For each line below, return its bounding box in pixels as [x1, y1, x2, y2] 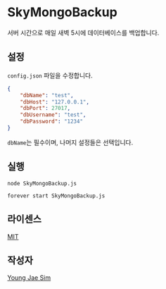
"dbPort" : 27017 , [20, 105, 71, 112]
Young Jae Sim [7, 273, 51, 282]
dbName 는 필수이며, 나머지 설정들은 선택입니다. [7, 138, 134, 147]
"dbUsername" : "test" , [20, 111, 87, 118]
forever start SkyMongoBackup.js [7, 192, 106, 199]
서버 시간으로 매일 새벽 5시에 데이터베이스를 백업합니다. [7, 28, 160, 37]
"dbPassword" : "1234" [20, 118, 83, 125]
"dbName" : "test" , [20, 92, 74, 99]
